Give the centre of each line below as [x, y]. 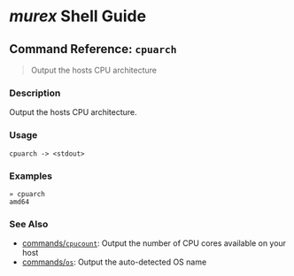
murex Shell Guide [78, 16]
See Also [29, 224]
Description [35, 93]
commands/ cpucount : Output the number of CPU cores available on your [154, 243]
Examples [31, 176]
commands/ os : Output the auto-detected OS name [114, 262]
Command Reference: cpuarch [93, 49]
